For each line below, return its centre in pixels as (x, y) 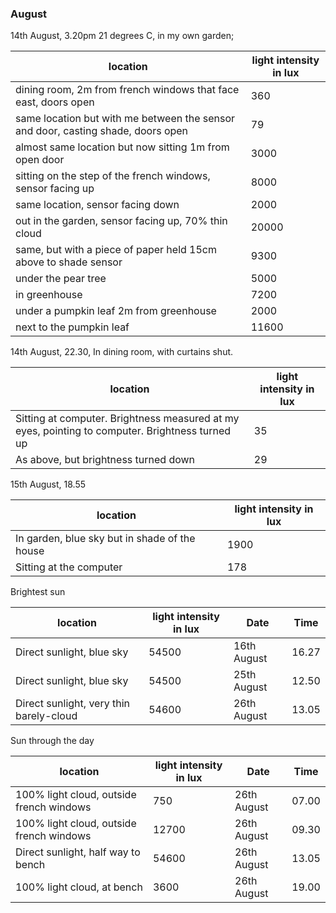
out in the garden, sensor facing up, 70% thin (121, 221)
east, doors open (55, 102)
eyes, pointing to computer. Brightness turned (123, 431)
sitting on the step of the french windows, (113, 176)
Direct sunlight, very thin (72, 704)
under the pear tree (61, 279)
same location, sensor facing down (97, 205)
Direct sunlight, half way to (78, 852)
